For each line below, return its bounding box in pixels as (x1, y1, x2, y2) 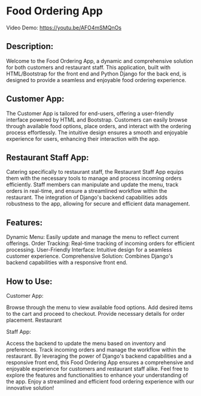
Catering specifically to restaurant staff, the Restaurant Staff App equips (6, 168, 184, 176)
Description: (6, 41, 54, 52)
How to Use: (6, 276, 53, 286)
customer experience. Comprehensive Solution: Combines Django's (6, 253, 173, 260)
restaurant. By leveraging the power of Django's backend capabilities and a (6, 352, 192, 359)
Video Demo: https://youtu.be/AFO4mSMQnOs (6, 24, 121, 31)
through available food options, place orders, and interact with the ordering (6, 122, 191, 129)
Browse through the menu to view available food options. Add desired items (6, 304, 193, 311)
